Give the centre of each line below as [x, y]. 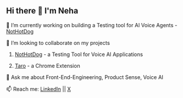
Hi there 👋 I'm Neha [42, 11]
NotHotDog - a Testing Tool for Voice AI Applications [79, 54]
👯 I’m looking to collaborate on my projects [58, 43]
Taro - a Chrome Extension [48, 66]
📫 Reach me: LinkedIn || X [39, 89]
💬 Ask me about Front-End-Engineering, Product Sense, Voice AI [85, 77]
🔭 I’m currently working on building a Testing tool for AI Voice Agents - [92, 25]
